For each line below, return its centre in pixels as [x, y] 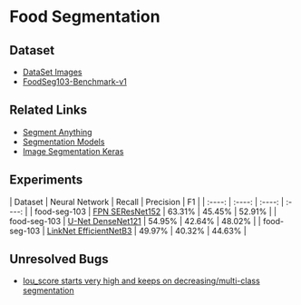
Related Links [49, 110]
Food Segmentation [85, 17]
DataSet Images [52, 72]
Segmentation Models [63, 142]
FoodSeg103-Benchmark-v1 [74, 82]
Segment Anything [57, 132]
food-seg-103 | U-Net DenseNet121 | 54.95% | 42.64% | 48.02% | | [135, 221]
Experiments [46, 180]
